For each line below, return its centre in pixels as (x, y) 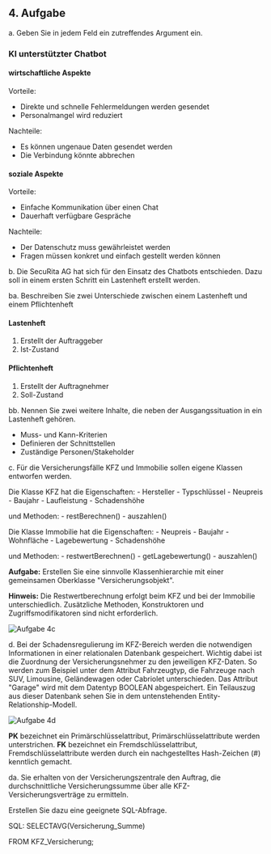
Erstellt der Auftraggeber (61, 341)
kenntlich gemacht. (40, 761)
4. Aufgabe (37, 13)
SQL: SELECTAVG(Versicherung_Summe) (77, 826)
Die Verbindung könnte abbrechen (77, 155)
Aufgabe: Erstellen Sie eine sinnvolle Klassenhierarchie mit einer (116, 571)
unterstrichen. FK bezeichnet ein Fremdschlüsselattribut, (103, 744)
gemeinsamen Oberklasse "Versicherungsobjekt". (91, 580)
